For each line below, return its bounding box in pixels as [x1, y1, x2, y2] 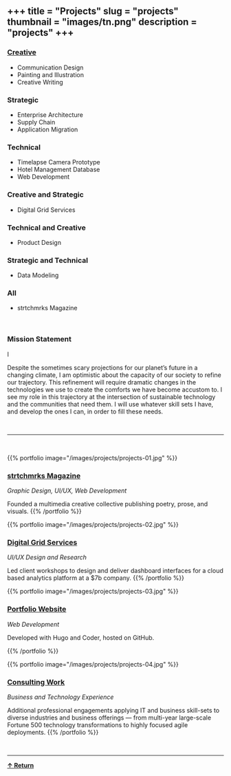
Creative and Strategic [7, 190, 84, 200]
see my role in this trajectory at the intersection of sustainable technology [7, 392, 216, 401]
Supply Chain [16, 118, 56, 126]
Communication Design [16, 63, 84, 72]
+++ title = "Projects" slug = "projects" [7, 6, 179, 17]
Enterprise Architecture [16, 110, 84, 119]
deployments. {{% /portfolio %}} [7, 728, 99, 736]
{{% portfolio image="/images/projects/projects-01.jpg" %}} [7, 453, 177, 462]
